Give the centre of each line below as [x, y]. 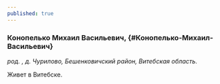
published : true [30, 13]
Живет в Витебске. [35, 74]
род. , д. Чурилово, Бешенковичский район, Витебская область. [102, 61]
